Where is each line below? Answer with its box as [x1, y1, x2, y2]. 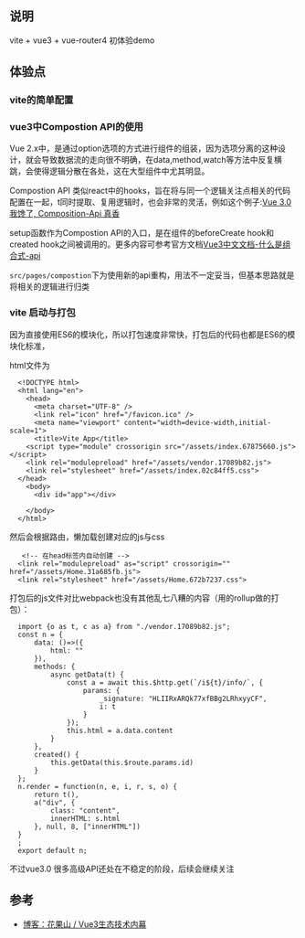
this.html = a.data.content [67, 726, 174, 735]
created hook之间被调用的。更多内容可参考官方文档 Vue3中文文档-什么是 [9, 239, 283, 250]
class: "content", [49, 805, 121, 815]
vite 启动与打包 [9, 306, 76, 319]
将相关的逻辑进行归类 [9, 282, 89, 293]
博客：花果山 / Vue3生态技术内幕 [22, 918, 147, 930]
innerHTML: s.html [49, 814, 121, 823]
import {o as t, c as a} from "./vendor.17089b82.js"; [17, 622, 231, 631]
